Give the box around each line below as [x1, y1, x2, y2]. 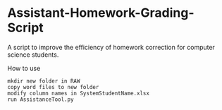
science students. [7, 50, 59, 59]
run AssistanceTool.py [7, 96, 74, 103]
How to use [7, 64, 41, 72]
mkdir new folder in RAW [7, 77, 80, 85]
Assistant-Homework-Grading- [7, 5, 195, 21]
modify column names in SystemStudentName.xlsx [7, 90, 150, 97]
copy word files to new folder [7, 83, 99, 90]
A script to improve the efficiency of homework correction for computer [7, 43, 215, 51]
